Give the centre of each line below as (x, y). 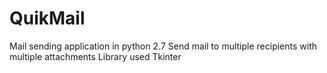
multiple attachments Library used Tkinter (95, 56)
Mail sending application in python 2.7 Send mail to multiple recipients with (163, 46)
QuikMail (47, 18)
